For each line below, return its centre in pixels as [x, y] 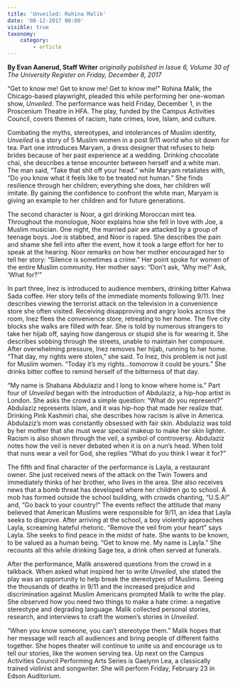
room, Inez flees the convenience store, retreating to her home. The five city [119, 318]
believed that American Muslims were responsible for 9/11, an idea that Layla [119, 512]
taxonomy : [22, 34]
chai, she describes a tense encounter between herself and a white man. [114, 163]
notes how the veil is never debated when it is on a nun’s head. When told [115, 446]
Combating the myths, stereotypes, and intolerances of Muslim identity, [112, 133]
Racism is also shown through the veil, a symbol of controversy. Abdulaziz [116, 438]
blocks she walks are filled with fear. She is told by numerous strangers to [115, 326]
